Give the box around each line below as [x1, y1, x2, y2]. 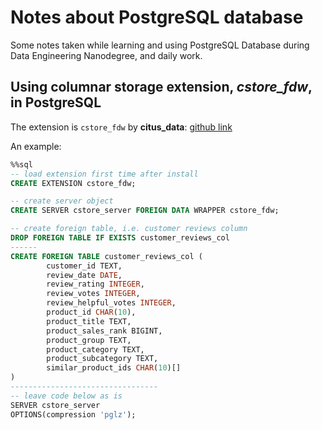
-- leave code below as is [10, 391, 123, 401]
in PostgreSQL [10, 94, 102, 111]
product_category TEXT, [46, 344, 145, 355]
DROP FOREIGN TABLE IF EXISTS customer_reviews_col [10, 233, 230, 243]
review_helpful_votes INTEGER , [46, 298, 177, 308]
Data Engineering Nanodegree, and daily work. [10, 49, 203, 61]
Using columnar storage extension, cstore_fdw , [10, 79, 313, 96]
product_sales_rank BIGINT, [46, 326, 163, 336]
